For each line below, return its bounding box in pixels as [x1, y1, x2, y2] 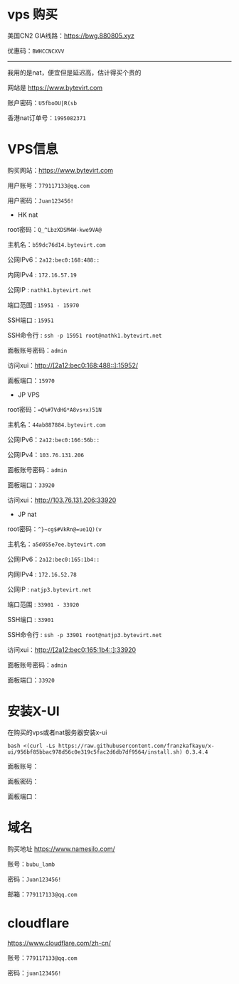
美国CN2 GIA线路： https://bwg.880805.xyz [7, 31, 135, 40]
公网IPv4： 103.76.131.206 [7, 450, 84, 459]
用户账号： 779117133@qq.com [7, 181, 90, 189]
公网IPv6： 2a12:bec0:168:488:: [7, 255, 100, 264]
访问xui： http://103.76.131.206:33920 [7, 496, 117, 504]
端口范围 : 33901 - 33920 [7, 600, 80, 609]
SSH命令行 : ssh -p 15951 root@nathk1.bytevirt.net [7, 331, 162, 339]
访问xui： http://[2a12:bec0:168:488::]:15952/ [7, 360, 139, 370]
